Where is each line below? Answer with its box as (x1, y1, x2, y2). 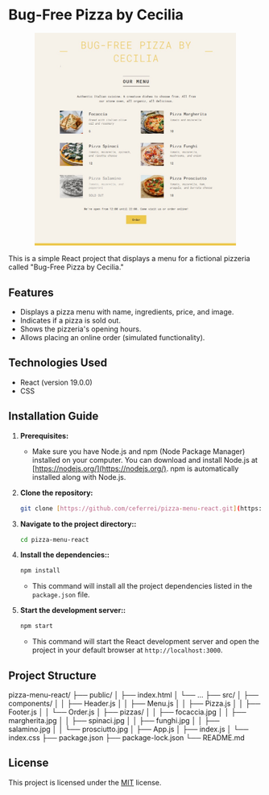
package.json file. (31, 590, 90, 600)
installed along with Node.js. (31, 472, 126, 481)
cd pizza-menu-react (19, 535, 89, 543)
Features (8, 285, 54, 299)
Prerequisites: (19, 431, 69, 440)
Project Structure (8, 668, 97, 682)
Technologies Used (8, 356, 107, 370)
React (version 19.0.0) (19, 377, 93, 387)
